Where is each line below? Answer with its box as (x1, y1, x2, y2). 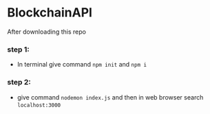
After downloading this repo (7, 27, 86, 36)
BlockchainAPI (7, 5, 93, 21)
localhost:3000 (17, 102, 61, 109)
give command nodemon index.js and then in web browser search (17, 93, 204, 101)
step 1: (7, 45, 30, 54)
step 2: (7, 78, 31, 87)
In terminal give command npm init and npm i (17, 60, 147, 69)
